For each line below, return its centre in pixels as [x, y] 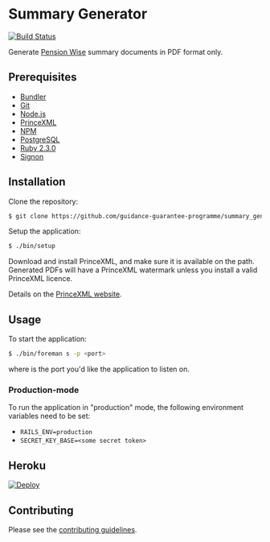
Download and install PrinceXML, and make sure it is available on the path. [131, 262]
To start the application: [47, 339]
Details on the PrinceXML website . [65, 294]
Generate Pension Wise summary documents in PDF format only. [116, 52]
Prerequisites [43, 77]
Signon [32, 156]
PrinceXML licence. [41, 279]
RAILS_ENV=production [56, 432]
